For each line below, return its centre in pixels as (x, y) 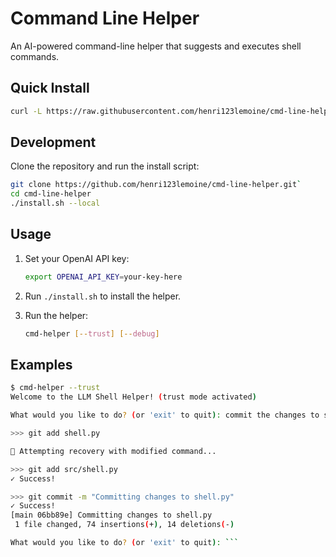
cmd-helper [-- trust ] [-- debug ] (92, 333)
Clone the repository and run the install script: (105, 166)
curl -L (26, 111)
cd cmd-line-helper (51, 194)
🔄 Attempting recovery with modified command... (113, 451)
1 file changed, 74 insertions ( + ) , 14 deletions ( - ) (124, 525)
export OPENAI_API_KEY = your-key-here (103, 277)
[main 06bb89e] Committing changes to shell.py (111, 515)
